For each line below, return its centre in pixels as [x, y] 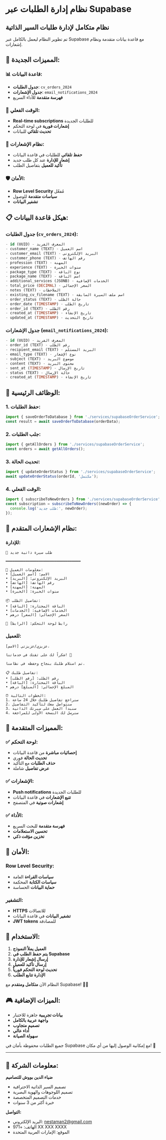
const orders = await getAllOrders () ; [45, 449]
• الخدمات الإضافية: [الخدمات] [37, 611]
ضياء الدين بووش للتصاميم [29, 1077]
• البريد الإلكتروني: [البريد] [37, 579]
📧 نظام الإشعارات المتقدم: [41, 529]
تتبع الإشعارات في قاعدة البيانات [42, 797]
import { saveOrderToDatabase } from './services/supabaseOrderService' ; [83, 417]
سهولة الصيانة [25, 1036]
